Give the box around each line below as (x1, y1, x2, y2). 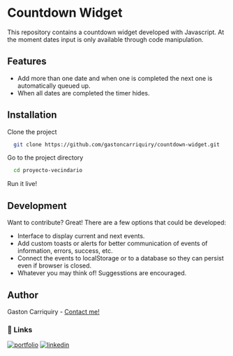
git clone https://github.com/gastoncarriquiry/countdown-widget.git (13, 141, 220, 148)
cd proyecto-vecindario (13, 167, 82, 174)
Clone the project (7, 127, 57, 136)
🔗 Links (7, 325, 33, 334)
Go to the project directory (7, 153, 84, 162)
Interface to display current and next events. (17, 232, 145, 240)
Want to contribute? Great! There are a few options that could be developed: (7, 218, 227, 227)
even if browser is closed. (17, 261, 92, 270)
